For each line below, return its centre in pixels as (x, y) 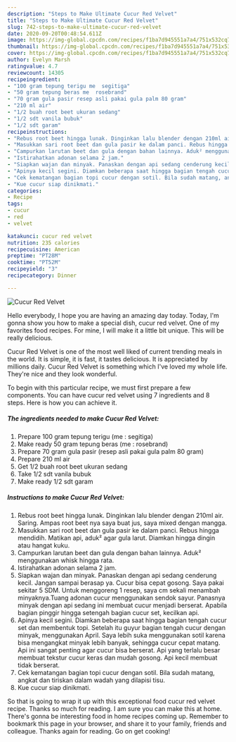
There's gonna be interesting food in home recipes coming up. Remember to (118, 716)
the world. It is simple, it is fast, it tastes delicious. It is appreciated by (108, 359)
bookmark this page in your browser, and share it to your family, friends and (117, 724)
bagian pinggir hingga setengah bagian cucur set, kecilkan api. (108, 612)
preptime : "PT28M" (34, 256)
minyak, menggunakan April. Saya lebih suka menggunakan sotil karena (122, 635)
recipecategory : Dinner (42, 276)
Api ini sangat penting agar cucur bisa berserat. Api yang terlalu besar (119, 650)
